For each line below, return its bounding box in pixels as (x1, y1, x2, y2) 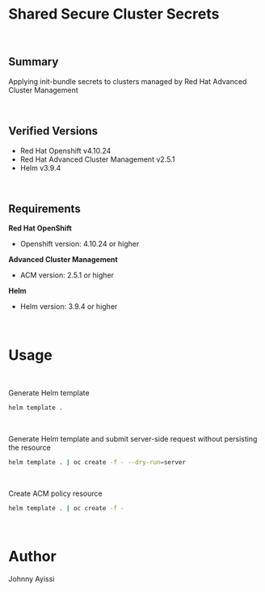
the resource (8, 442, 51, 453)
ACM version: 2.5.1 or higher (19, 270, 115, 280)
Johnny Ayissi (8, 573, 55, 583)
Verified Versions (8, 125, 99, 138)
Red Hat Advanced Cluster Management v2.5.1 (19, 154, 175, 164)
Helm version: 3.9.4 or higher (19, 302, 118, 311)
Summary (8, 55, 59, 69)
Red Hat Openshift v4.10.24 (19, 146, 111, 155)
